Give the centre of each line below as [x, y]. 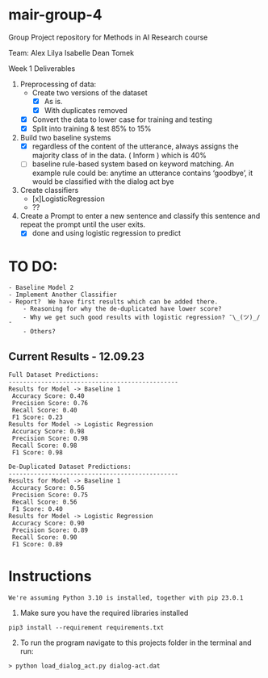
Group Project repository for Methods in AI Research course [108, 37]
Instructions [50, 577]
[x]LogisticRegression [68, 199]
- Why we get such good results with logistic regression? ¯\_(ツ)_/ [142, 318]
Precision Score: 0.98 [50, 439]
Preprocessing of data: [58, 84]
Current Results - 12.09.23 [77, 356]
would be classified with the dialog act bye [103, 182]
